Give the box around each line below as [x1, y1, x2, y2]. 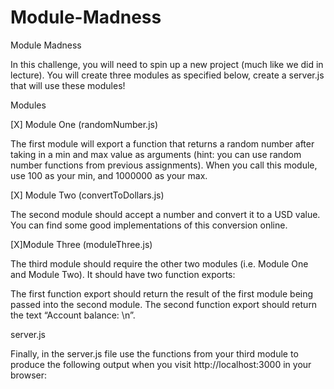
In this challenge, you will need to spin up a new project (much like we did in [10, 58, 324, 70]
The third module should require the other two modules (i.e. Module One [10, 257, 309, 270]
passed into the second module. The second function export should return [10, 298, 318, 310]
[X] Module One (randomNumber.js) [10, 118, 159, 130]
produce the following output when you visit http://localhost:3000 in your [10, 358, 312, 370]
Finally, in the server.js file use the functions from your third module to [10, 347, 299, 360]
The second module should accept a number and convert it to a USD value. [10, 208, 321, 220]
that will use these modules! [10, 79, 126, 91]
